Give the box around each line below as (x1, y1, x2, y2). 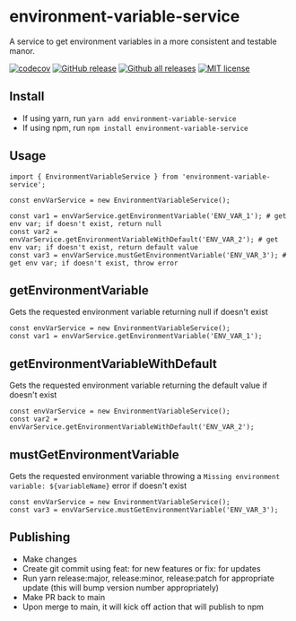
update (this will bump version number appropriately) (22, 582, 220, 593)
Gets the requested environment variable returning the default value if (9, 380, 267, 391)
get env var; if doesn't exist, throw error (9, 258, 178, 267)
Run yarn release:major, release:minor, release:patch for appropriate (22, 573, 275, 583)
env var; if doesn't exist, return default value (9, 242, 199, 252)
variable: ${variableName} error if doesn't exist (9, 480, 187, 491)
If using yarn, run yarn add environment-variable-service (22, 112, 237, 123)
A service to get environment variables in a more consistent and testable (9, 36, 277, 47)
